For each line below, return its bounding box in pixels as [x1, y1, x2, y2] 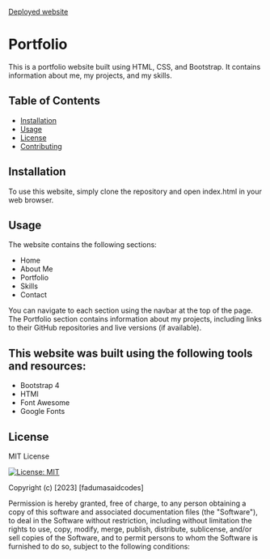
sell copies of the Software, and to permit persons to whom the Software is [8, 533, 259, 542]
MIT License [8, 451, 50, 461]
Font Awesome [19, 398, 70, 408]
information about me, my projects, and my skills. [8, 70, 172, 80]
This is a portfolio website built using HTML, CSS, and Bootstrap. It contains [8, 62, 261, 71]
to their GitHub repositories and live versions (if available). [8, 323, 202, 333]
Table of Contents [8, 94, 101, 108]
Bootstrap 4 [19, 381, 60, 390]
